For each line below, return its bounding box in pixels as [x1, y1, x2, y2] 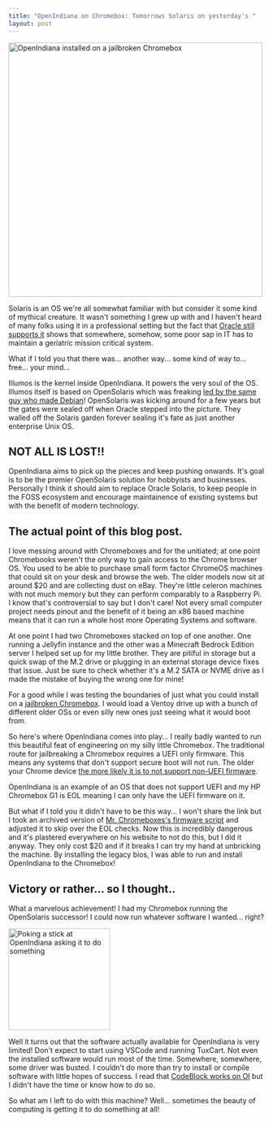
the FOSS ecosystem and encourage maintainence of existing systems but [8, 492, 258, 502]
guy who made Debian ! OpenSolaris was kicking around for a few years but [8, 395, 262, 405]
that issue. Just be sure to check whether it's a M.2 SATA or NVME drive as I [8, 666, 264, 675]
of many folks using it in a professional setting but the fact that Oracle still [8, 321, 255, 330]
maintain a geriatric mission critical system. [8, 338, 154, 347]
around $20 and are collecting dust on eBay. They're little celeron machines [8, 581, 262, 591]
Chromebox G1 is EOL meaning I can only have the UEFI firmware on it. [8, 791, 245, 801]
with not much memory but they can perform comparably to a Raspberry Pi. [8, 589, 262, 599]
